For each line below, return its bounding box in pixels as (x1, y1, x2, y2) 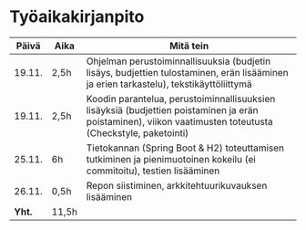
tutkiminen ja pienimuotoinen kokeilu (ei (86, 152, 257, 165)
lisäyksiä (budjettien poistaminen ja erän (86, 103, 259, 116)
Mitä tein (169, 39, 209, 52)
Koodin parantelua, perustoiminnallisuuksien (86, 92, 276, 105)
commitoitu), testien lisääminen (86, 164, 220, 177)
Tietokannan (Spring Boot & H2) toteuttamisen (86, 141, 285, 154)
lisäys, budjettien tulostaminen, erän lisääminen (86, 66, 289, 78)
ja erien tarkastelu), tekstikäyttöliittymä (86, 78, 252, 90)
